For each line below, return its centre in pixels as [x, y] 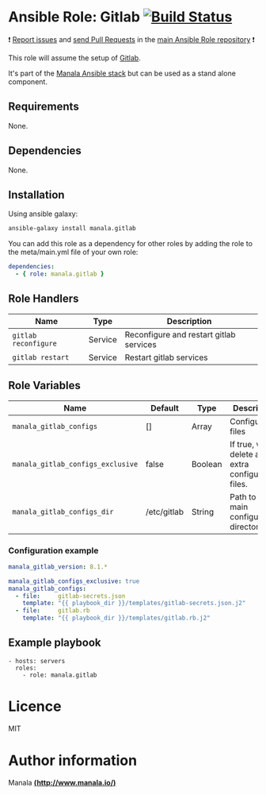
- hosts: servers [37, 661]
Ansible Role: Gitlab [74, 17]
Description [189, 321]
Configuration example [53, 550]
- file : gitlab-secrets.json [70, 596]
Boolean [207, 464]
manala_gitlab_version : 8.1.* [58, 567]
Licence [35, 706]
